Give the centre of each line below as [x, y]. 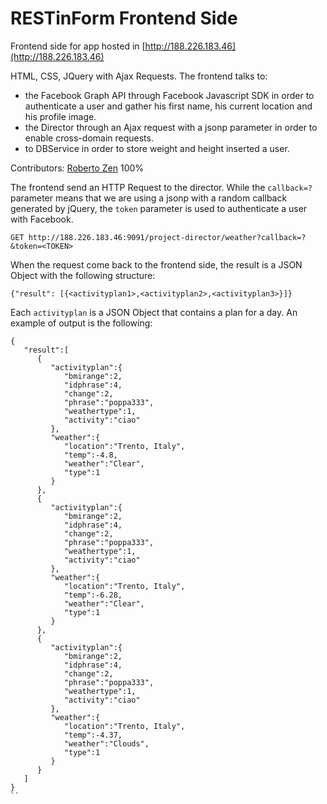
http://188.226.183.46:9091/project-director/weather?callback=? [167, 237]
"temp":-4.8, [90, 455]
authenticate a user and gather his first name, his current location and [168, 106]
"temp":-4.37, [93, 735]
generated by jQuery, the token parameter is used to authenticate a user [159, 208]
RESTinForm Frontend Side [124, 18]
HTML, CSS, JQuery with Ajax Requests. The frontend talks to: [139, 76]
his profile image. [60, 116]
